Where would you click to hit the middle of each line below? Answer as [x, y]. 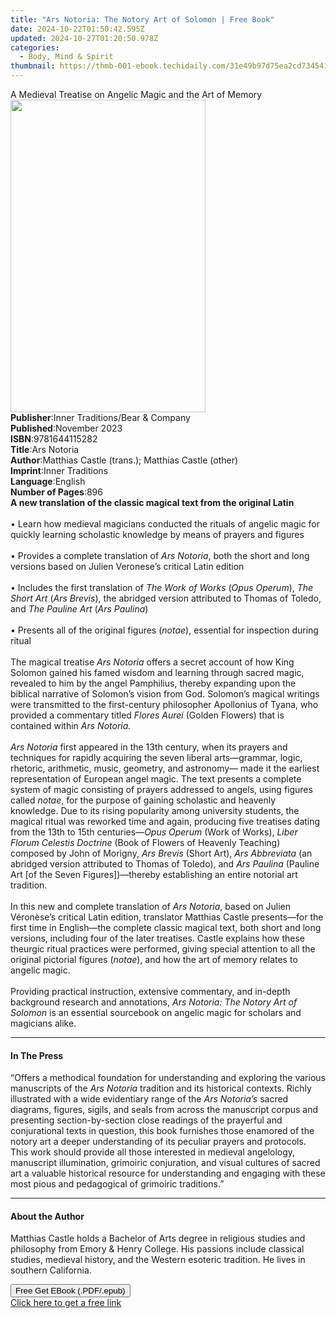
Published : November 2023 [66, 428]
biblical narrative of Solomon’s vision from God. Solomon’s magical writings [165, 694]
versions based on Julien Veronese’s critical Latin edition [127, 566]
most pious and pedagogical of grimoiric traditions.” [117, 1184]
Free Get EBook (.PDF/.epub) [70, 1291]
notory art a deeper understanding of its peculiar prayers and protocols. [158, 1142]
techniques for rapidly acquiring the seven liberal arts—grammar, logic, [156, 757]
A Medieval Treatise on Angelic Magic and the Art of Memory [136, 94]
